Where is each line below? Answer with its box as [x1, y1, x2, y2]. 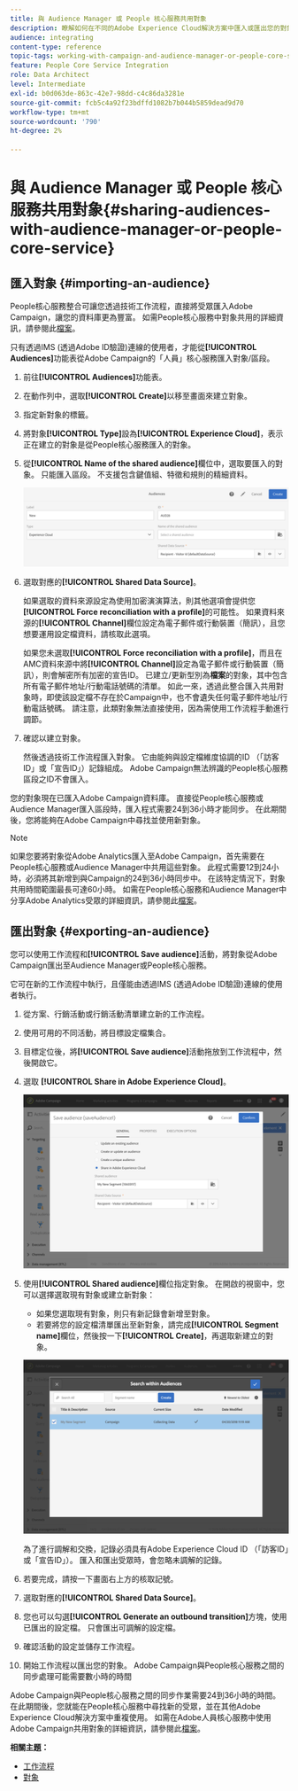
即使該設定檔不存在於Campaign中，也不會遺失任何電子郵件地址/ [46, 692, 281, 703]
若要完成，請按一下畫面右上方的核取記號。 [22, 1574, 179, 1585]
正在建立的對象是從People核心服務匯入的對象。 [22, 440, 196, 449]
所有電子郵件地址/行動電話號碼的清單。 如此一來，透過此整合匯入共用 [22, 681, 277, 691]
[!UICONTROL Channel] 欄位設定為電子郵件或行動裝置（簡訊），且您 [38, 618, 286, 628]
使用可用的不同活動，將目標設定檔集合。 [22, 1028, 171, 1039]
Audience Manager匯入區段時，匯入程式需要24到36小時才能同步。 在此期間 [10, 804, 287, 814]
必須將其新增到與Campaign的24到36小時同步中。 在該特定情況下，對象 [25, 873, 286, 884]
